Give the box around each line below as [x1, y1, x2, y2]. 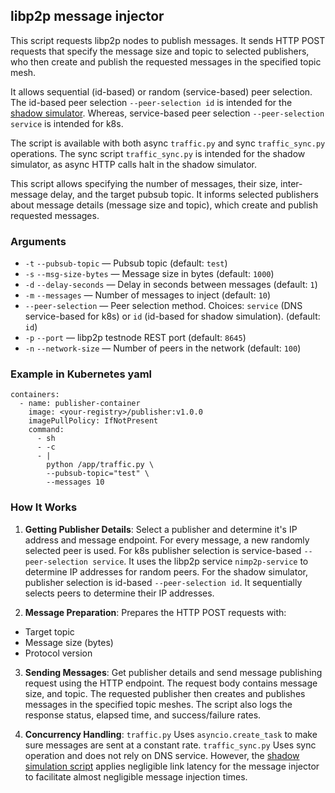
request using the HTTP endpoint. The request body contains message [24, 677, 318, 689]
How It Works [10, 500, 78, 514]
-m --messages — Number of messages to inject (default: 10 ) [24, 289, 272, 301]
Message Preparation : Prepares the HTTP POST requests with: [24, 606, 287, 618]
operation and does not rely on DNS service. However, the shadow [24, 749, 300, 761]
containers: [10, 390, 60, 400]
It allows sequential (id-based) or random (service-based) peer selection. [10, 85, 313, 98]
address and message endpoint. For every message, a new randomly [24, 534, 310, 546]
